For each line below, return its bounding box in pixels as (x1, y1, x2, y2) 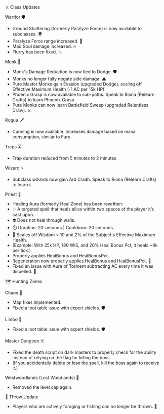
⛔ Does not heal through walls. (12, 217, 76, 223)
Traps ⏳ (5, 144, 21, 150)
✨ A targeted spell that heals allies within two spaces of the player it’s (12, 206, 154, 212)
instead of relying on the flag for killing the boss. (12, 355, 111, 360)
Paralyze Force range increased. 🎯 (12, 38, 83, 44)
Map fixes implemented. (12, 299, 62, 305)
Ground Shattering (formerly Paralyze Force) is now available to (12, 26, 142, 31)
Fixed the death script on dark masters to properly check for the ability (12, 349, 157, 355)
